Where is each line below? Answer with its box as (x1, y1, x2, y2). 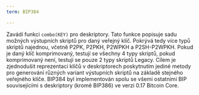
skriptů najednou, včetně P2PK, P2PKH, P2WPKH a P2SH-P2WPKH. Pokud (6, 43, 194, 51)
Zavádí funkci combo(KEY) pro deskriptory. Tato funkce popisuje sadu (6, 31, 177, 38)
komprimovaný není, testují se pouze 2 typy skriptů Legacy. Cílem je (6, 56, 177, 63)
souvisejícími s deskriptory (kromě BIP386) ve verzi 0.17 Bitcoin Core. (6, 82, 180, 89)
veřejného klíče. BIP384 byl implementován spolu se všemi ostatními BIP (6, 75, 188, 82)
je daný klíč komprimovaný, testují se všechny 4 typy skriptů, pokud (6, 49, 175, 57)
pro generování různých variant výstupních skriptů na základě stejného (6, 69, 183, 76)
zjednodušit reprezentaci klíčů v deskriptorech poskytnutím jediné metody (6, 63, 192, 70)
